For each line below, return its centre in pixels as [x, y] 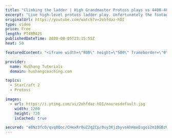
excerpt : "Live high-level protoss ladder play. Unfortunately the [79, 15]
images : [14, 99]
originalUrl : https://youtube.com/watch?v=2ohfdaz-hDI [65, 19]
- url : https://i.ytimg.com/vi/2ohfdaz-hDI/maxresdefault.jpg [78, 104]
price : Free [18, 29]
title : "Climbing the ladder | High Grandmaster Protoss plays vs [78, 10]
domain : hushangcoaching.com [41, 71]
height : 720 [27, 113]
